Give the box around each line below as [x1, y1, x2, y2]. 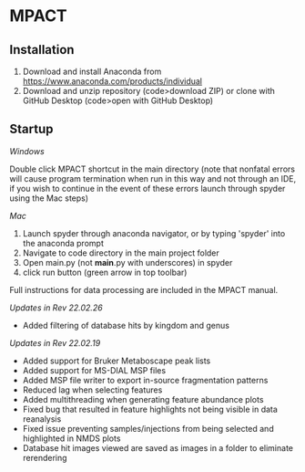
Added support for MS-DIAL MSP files [22, 364, 167, 375]
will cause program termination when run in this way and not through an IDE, [9, 173, 297, 184]
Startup [9, 121, 54, 137]
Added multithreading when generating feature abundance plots [22, 393, 264, 404]
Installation [9, 42, 75, 58]
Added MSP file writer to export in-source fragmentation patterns [22, 374, 269, 385]
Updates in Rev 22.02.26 [9, 302, 103, 313]
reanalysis [22, 413, 62, 425]
